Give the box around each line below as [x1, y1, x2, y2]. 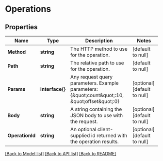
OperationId [7, 132, 36, 139]
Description [85, 38, 113, 44]
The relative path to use [70, 60, 125, 66]
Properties [5, 23, 38, 31]
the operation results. [70, 138, 119, 145]
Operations [5, 3, 51, 15]
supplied [70, 132, 90, 139]
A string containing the [70, 106, 122, 113]
